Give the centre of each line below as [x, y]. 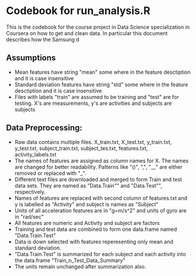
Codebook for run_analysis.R [78, 11]
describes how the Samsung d [43, 39]
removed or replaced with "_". [50, 173]
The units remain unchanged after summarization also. [80, 266]
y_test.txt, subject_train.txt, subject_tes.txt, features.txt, [81, 148]
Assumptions [31, 58]
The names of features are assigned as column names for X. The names [102, 161]
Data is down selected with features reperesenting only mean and [94, 241]
